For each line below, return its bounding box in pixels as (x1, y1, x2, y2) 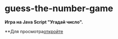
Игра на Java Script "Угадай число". (4, 19, 83, 25)
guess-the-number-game (4, 3, 114, 14)
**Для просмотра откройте (4, 28, 63, 34)
